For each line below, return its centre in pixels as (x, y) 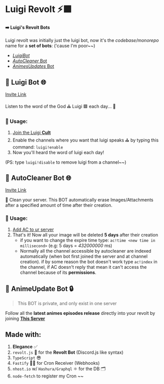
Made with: (23, 334)
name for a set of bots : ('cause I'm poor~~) (50, 46)
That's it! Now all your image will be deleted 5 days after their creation (85, 234)
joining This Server (25, 319)
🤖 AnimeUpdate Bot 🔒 (39, 289)
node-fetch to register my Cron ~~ (48, 376)
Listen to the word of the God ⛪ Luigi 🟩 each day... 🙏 (61, 107)
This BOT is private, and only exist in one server (67, 304)
